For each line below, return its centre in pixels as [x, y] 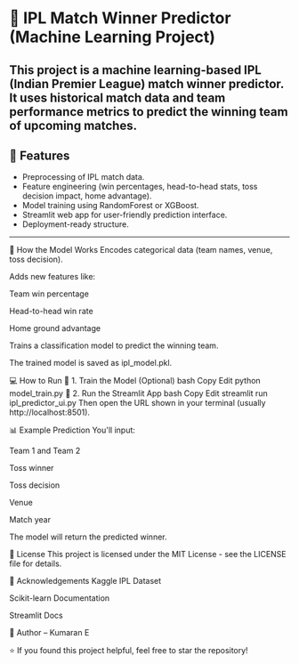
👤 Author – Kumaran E [49, 633]
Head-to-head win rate [51, 312]
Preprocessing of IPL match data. [83, 177]
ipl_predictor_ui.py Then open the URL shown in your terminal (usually [137, 403]
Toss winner [32, 468]
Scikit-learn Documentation [60, 598]
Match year [30, 520]
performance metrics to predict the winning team [149, 112]
